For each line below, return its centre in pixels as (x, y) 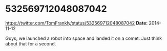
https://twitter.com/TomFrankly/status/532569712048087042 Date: (77, 23)
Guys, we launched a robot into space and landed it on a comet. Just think (84, 38)
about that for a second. (31, 43)
